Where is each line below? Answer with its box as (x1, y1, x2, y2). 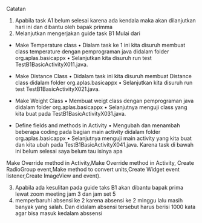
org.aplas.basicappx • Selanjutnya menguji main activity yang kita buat (15, 135, 192, 142)
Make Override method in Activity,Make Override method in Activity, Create (6, 159, 195, 166)
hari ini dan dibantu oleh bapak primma (15, 24, 113, 30)
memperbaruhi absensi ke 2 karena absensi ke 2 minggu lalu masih (15, 197, 183, 204)
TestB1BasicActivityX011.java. (15, 61, 88, 68)
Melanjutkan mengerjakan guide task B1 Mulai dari (15, 30, 141, 37)
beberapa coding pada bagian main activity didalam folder (15, 128, 161, 135)
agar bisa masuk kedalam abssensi (15, 210, 103, 217)
